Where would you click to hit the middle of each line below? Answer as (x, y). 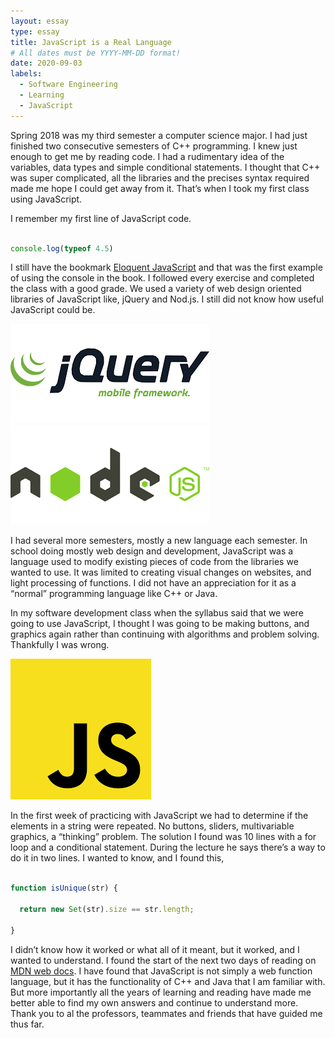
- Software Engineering (68, 85)
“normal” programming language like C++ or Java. (114, 594)
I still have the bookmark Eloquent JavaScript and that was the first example (166, 267)
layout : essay (40, 21)
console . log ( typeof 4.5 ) (62, 248)
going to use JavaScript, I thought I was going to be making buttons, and (160, 624)
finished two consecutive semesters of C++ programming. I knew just (154, 146)
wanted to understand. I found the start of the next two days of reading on (163, 960)
